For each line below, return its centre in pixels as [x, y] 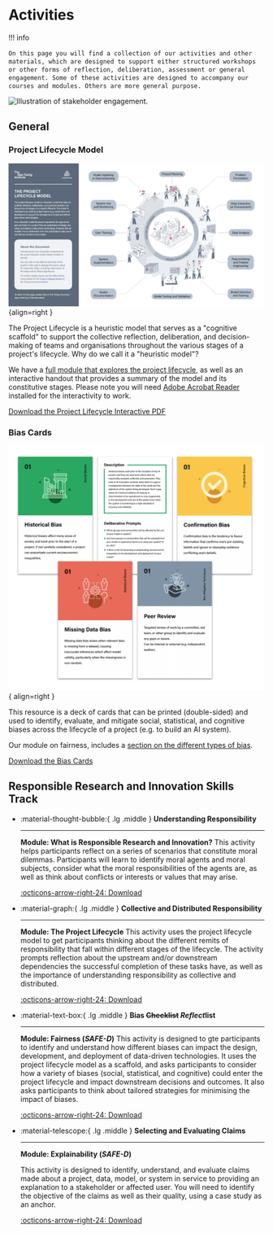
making [21, 345]
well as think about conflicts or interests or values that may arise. [129, 877]
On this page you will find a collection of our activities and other [130, 53]
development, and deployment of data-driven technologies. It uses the [138, 1056]
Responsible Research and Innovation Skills [121, 787]
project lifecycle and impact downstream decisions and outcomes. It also [142, 1082]
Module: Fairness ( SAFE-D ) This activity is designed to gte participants [140, 1038]
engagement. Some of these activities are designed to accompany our [129, 78]
